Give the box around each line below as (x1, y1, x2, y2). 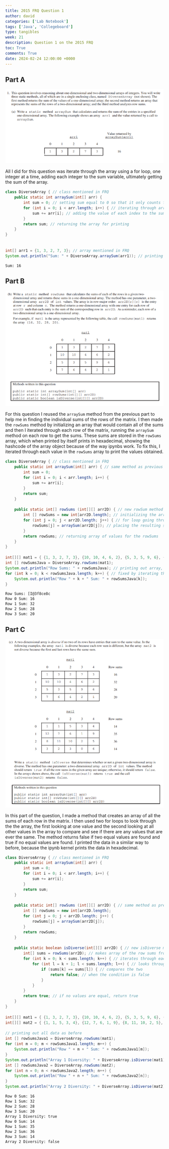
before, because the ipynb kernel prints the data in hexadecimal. (5, 844, 139, 851)
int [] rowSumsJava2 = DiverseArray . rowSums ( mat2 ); (5, 1063, 116, 1068)
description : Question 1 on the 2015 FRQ (5, 40, 94, 45)
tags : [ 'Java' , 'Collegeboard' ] (5, 24, 73, 29)
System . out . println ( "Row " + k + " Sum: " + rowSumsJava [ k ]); (14, 576, 147, 581)
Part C (5, 625, 25, 634)
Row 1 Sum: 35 (5, 1124, 35, 1129)
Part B (5, 277, 25, 285)
